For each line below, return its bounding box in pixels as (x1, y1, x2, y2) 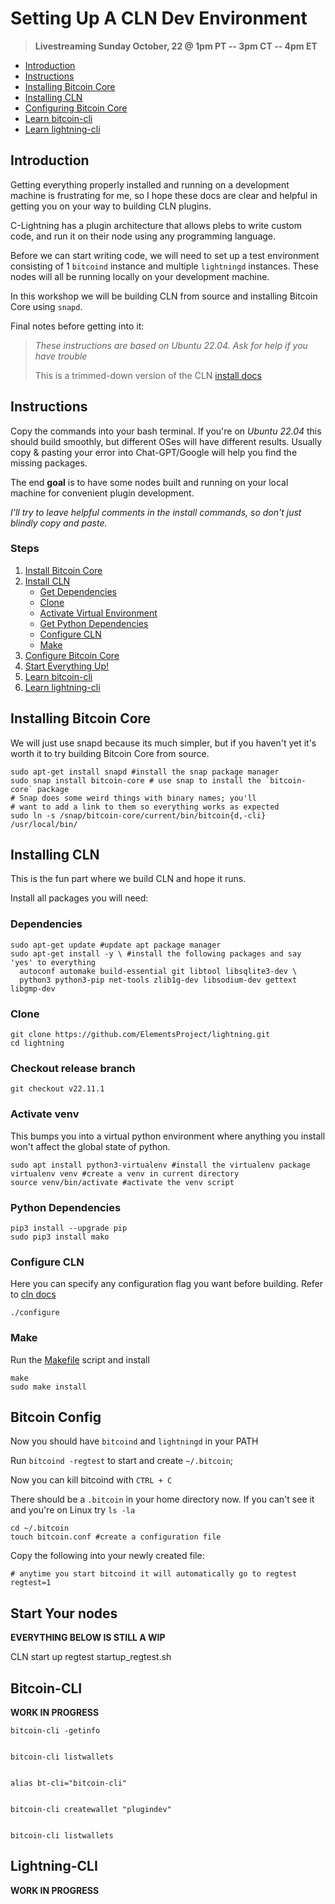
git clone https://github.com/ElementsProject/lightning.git (10, 1030, 271, 1040)
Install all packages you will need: (10, 892, 149, 904)
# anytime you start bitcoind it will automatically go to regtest (10, 1569, 298, 1579)
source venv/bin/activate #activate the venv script (10, 1177, 235, 1187)
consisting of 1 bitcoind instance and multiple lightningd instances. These (10, 260, 319, 272)
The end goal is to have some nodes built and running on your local (10, 476, 289, 488)
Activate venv (10, 1107, 80, 1121)
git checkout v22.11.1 (10, 1084, 105, 1094)
